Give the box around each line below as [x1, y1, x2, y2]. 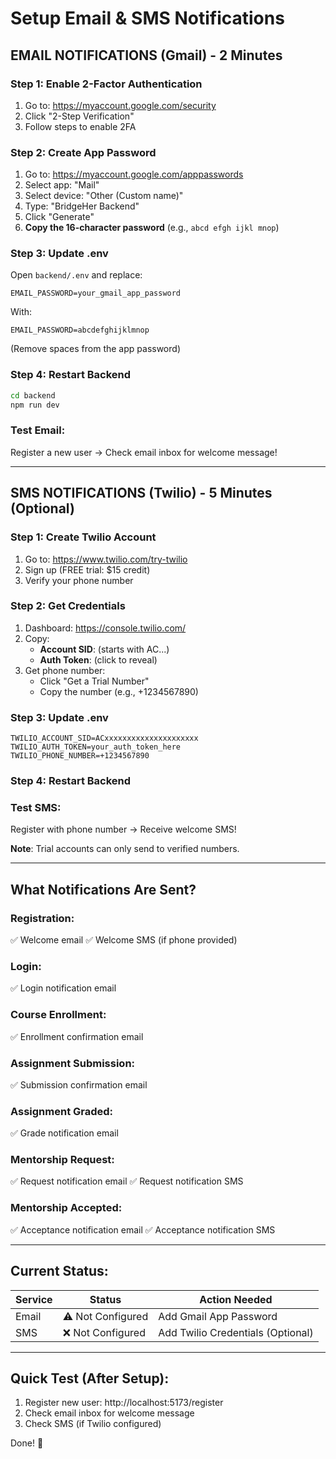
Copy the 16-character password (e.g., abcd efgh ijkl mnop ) [24, 222, 280, 234]
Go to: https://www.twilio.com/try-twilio [24, 553, 188, 565]
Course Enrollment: [10, 1008, 107, 1022]
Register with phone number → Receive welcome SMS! [10, 823, 237, 836]
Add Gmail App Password [158, 1309, 278, 1323]
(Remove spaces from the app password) [10, 343, 181, 355]
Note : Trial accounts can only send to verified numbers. [10, 843, 240, 855]
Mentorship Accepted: [10, 1201, 123, 1215]
